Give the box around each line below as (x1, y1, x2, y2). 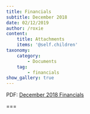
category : (17, 53, 41, 59)
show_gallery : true (6, 75, 54, 81)
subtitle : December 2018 (6, 14, 67, 20)
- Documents (27, 58, 57, 64)
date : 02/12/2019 (6, 20, 49, 26)
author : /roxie (6, 25, 44, 31)
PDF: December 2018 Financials (6, 91, 84, 99)
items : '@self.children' (17, 42, 78, 48)
